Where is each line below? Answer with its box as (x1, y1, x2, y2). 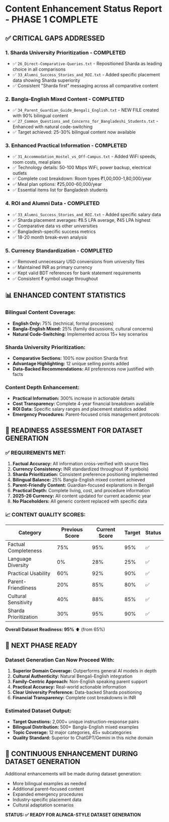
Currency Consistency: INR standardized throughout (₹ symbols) (12, 466, 149, 472)
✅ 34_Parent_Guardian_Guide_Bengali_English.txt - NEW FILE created (12, 107, 159, 113)
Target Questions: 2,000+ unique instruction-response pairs (12, 718, 139, 725)
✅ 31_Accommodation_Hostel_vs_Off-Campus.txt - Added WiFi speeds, (12, 154, 156, 160)
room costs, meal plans (12, 159, 61, 165)
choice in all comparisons (12, 66, 66, 72)
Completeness (8, 547, 42, 554)
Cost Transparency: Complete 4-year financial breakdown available (12, 401, 154, 407)
